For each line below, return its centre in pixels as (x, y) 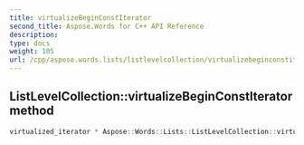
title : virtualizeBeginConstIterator (81, 18)
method (32, 111)
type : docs (30, 43)
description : (34, 34)
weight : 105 (32, 52)
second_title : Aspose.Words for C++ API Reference (107, 26)
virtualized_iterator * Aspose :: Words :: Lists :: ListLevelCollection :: (143, 131)
